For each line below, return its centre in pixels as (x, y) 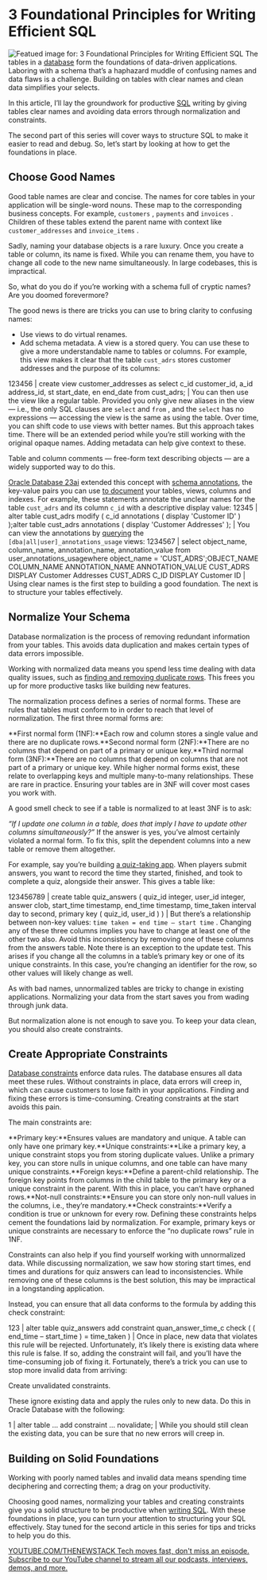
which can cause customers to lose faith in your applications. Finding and (129, 1090)
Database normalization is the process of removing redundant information (129, 636)
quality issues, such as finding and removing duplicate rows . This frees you (132, 677)
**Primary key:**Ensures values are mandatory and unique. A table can (127, 1138)
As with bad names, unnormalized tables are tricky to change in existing (126, 988)
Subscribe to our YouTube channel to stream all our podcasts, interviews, (128, 1559)
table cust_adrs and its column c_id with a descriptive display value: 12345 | (133, 507)
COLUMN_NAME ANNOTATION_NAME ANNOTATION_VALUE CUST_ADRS (129, 566)
